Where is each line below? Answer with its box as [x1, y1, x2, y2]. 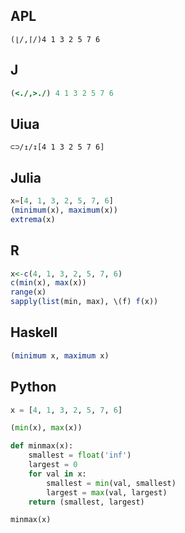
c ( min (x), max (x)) [10, 278, 87, 288]
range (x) [10, 287, 47, 298]
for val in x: [28, 469, 87, 479]
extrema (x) [10, 214, 56, 224]
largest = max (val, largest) [46, 487, 168, 498]
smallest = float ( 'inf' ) [28, 450, 132, 461]
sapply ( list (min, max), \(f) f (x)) [10, 297, 159, 307]
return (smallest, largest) [28, 497, 145, 507]
